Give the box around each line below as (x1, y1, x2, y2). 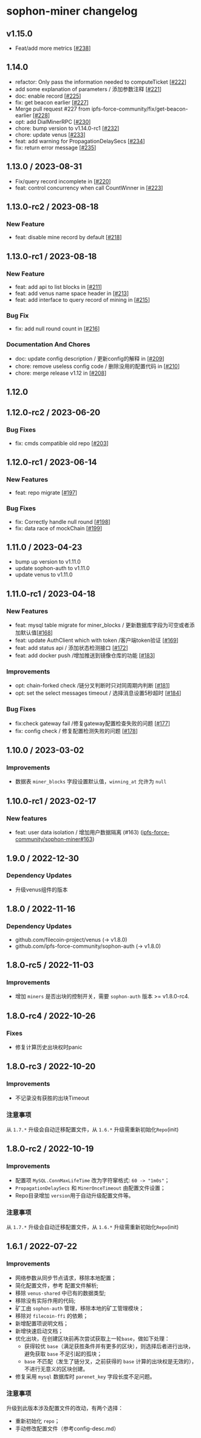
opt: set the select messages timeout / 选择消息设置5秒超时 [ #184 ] (15, 689, 182, 697)
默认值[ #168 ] (20, 629, 53, 636)
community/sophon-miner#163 (15, 836, 93, 843)
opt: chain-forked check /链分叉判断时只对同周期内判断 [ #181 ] (15, 682, 170, 689)
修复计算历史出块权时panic (15, 1043, 83, 1051)
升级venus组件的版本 (15, 885, 68, 893)
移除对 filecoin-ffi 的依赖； (15, 1312, 89, 1319)
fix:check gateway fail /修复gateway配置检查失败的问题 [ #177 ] (15, 720, 171, 727)
